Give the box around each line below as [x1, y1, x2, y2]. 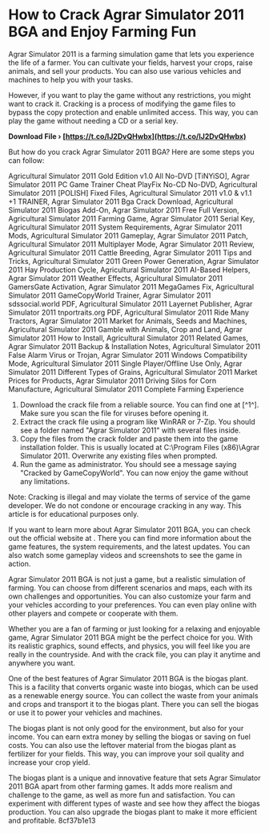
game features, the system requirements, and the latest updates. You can [8, 542, 251, 551]
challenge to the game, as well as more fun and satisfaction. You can [8, 790, 235, 799]
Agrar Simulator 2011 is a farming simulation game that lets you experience [8, 49, 255, 59]
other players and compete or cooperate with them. [8, 608, 179, 618]
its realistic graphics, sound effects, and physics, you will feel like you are [8, 640, 251, 651]
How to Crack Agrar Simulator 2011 [8, 6, 245, 24]
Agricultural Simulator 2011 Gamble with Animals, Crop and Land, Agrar [8, 324, 243, 334]
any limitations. [19, 476, 70, 486]
